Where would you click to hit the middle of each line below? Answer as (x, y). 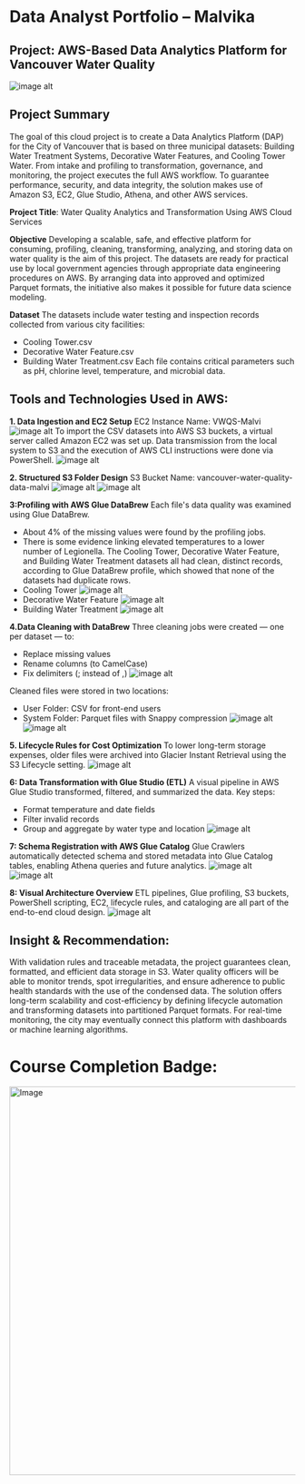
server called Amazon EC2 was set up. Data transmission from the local (143, 440)
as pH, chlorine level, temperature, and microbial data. (124, 370)
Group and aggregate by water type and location (114, 829)
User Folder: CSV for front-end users (92, 708)
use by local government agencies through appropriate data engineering (145, 268)
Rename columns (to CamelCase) (85, 663)
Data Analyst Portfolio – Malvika (133, 17)
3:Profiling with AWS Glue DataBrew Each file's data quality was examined (151, 505)
